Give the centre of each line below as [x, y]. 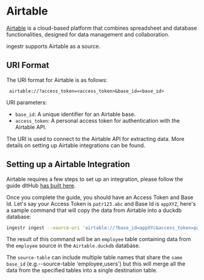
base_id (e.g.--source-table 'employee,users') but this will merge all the [96, 264]
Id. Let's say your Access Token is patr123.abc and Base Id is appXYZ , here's [101, 203]
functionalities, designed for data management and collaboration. [88, 34]
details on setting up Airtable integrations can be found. [76, 145]
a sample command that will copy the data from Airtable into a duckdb [94, 210]
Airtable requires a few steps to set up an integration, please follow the [95, 179]
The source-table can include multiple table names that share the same [94, 258]
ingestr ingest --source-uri [43, 228]
